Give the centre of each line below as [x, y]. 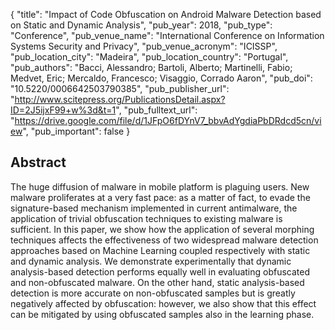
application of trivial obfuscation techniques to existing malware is [146, 218]
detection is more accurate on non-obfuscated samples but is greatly [153, 293]
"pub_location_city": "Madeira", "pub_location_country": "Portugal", [149, 57]
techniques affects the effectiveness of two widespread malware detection [164, 240]
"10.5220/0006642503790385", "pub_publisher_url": [120, 88]
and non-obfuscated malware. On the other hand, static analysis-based [157, 282]
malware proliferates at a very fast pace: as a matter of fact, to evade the [160, 197]
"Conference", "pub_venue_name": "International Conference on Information [167, 35]
